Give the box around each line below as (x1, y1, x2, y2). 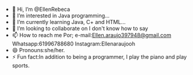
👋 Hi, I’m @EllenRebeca (11, 6, 71, 13)
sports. (11, 62, 30, 69)
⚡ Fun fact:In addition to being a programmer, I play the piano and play (11, 53, 187, 60)
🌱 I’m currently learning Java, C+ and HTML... (11, 19, 126, 25)
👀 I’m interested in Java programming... (11, 12, 110, 19)
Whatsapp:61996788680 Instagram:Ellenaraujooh (11, 40, 136, 47)
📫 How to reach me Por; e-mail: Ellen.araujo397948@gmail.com (11, 32, 172, 38)
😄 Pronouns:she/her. (11, 47, 65, 53)
